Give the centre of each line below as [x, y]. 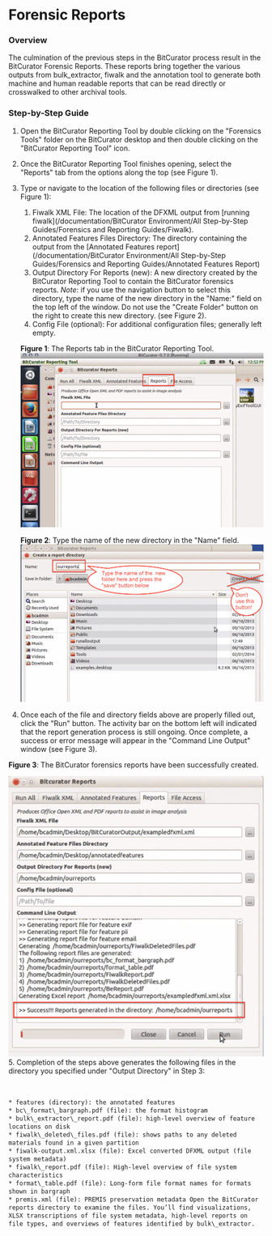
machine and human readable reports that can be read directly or [117, 83]
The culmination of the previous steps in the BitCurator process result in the [135, 57]
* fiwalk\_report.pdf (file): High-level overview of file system [123, 1167]
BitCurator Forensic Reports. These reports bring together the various [125, 66]
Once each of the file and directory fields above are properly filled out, [138, 715]
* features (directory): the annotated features [92, 1102]
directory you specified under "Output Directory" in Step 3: [106, 1071]
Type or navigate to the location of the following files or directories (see [139, 188]
